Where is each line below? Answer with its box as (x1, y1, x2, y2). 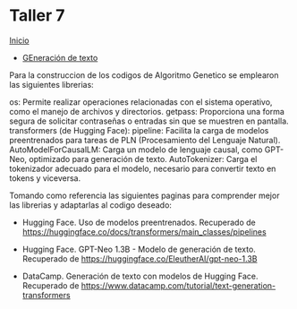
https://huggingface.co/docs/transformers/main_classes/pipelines (21, 226, 267, 237)
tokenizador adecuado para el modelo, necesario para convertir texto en (9, 163, 276, 174)
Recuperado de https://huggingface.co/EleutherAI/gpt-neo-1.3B (21, 253, 258, 264)
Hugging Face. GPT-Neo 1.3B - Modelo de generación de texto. (21, 244, 257, 254)
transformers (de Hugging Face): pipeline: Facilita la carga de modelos (9, 124, 269, 135)
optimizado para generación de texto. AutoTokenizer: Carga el (29, 153, 258, 164)
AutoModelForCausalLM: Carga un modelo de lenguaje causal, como (9, 144, 263, 155)
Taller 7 (9, 5, 65, 26)
